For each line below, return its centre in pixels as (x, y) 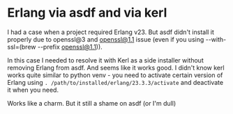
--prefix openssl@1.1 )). (70, 47)
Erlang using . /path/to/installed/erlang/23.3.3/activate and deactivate (115, 82)
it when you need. (33, 90)
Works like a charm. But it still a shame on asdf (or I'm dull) (92, 103)
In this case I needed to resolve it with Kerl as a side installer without (105, 60)
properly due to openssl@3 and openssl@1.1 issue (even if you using (106, 39)
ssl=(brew (22, 47)
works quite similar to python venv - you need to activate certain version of (115, 75)
